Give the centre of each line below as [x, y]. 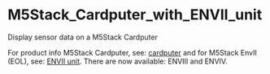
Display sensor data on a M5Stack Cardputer [83, 37]
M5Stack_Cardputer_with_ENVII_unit [135, 15]
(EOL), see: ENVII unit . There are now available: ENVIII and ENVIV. [118, 61]
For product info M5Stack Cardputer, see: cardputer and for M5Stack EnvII [133, 52]
